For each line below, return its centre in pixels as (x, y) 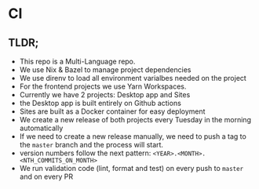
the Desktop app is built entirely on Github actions (100, 103)
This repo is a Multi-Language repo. (77, 61)
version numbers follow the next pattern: (85, 153)
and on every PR (46, 176)
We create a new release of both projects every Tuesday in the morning (135, 120)
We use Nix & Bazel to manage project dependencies (105, 70)
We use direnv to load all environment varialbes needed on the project (133, 78)
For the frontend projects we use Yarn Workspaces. (103, 86)
